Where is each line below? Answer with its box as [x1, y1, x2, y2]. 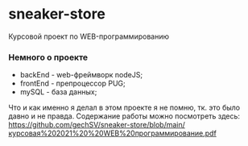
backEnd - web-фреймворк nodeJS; [19, 70, 143, 80]
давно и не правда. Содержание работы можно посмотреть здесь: [8, 111, 240, 121]
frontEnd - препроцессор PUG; [19, 78, 126, 89]
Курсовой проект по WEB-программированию [8, 31, 169, 41]
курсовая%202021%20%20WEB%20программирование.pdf [8, 128, 217, 138]
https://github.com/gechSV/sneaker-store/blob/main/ [8, 120, 185, 130]
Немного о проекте [8, 52, 89, 63]
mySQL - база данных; [19, 87, 97, 97]
